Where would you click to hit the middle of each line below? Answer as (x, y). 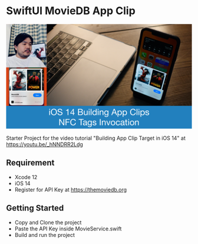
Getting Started (35, 208)
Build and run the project (45, 235)
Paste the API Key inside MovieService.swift (68, 229)
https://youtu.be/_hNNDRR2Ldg (45, 144)
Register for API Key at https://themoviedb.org (71, 189)
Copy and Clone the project (48, 222)
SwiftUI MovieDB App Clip (71, 11)
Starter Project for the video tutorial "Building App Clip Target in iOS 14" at (96, 138)
